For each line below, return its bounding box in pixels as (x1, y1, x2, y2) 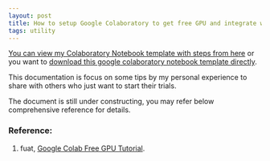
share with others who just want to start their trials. (8, 81, 177, 91)
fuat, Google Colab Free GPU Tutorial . (19, 143, 145, 153)
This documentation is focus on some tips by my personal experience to (8, 73, 247, 83)
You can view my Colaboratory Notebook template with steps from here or (8, 49, 255, 58)
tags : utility (8, 26, 56, 34)
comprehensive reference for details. (8, 105, 131, 115)
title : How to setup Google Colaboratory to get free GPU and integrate (8, 19, 257, 27)
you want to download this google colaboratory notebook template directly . (8, 57, 257, 66)
